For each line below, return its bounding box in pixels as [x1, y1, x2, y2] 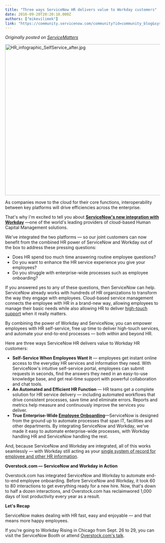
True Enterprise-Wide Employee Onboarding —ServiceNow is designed [12, 413, 159, 418]
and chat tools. [12, 381, 43, 387]
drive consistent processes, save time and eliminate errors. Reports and [12, 397, 158, 403]
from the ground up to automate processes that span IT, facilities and [12, 418, 153, 424]
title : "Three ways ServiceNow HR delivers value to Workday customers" [5, 7, 157, 12]
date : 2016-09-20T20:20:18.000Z [5, 12, 71, 17]
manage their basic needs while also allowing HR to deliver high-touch [5, 306, 148, 312]
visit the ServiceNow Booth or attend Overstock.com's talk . [5, 533, 125, 539]
